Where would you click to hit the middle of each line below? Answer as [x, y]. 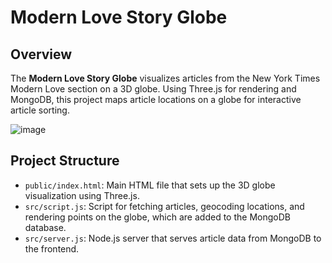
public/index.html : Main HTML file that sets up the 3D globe [150, 185]
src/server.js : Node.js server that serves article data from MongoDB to [173, 238]
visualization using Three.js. [82, 195]
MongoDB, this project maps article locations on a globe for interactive [156, 99]
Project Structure [65, 161]
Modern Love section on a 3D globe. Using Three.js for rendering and [153, 89]
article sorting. [40, 110]
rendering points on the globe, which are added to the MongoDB [157, 217]
